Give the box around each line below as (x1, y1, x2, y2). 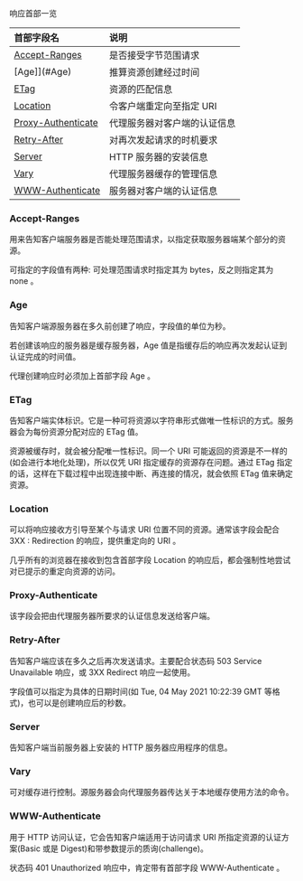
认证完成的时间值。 (9, 351, 81, 361)
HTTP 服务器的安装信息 (108, 151, 208, 163)
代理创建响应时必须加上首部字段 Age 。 (9, 370, 156, 381)
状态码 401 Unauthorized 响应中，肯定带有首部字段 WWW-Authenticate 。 (9, 862, 285, 873)
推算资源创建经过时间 (108, 66, 200, 79)
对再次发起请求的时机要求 (108, 134, 218, 146)
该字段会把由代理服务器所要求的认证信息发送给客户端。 (9, 611, 215, 622)
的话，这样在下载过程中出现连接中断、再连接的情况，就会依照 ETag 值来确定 (9, 468, 293, 479)
